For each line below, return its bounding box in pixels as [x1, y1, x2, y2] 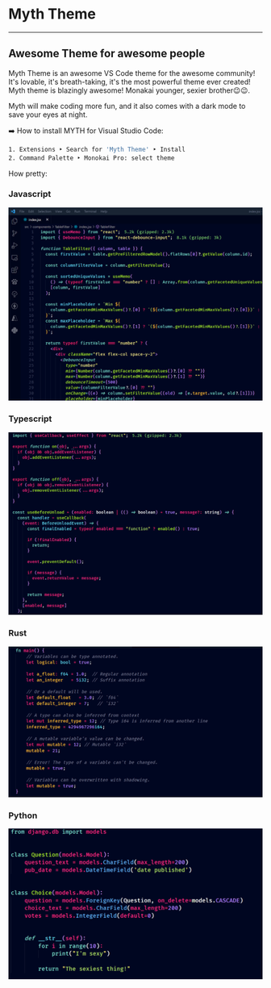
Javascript [8, 189, 52, 200]
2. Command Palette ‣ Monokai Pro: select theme [8, 154, 175, 162]
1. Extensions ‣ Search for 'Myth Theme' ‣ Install [8, 145, 186, 153]
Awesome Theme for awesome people [8, 47, 206, 60]
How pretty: [8, 169, 48, 178]
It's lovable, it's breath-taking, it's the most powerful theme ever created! [8, 77, 252, 86]
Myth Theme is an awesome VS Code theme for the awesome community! [8, 68, 256, 77]
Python [8, 810, 38, 821]
